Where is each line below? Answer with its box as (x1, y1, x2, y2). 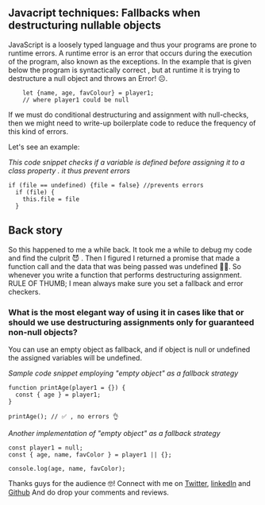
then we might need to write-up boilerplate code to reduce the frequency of (8, 118, 256, 128)
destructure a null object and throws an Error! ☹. (8, 73, 168, 83)
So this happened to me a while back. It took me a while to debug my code (8, 245, 252, 254)
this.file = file (22, 195, 80, 203)
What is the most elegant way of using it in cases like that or (8, 306, 244, 318)
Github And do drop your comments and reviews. (8, 488, 169, 497)
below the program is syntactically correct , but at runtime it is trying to (8, 65, 240, 75)
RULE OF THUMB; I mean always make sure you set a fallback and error (8, 278, 244, 288)
